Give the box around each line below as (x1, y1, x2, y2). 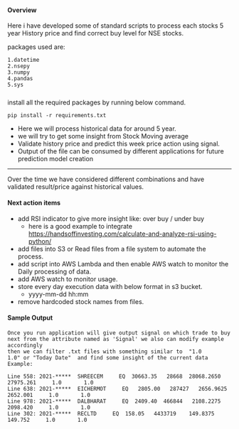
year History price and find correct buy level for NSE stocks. (7, 29, 184, 38)
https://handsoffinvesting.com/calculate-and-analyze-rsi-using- (28, 229, 217, 238)
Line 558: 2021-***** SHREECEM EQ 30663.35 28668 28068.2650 (7, 373, 221, 380)
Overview (7, 6, 37, 14)
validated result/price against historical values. (7, 182, 144, 191)
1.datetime (7, 57, 40, 64)
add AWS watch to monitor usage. (17, 274, 118, 283)
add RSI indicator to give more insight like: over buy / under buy (17, 214, 205, 223)
